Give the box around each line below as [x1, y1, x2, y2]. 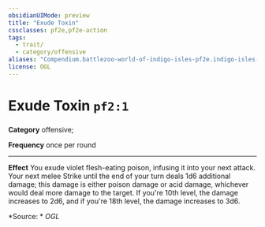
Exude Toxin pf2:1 [8, 96, 129, 114]
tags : [8, 33, 26, 42]
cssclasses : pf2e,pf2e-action [8, 26, 108, 34]
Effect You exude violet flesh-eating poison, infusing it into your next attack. [8, 162, 256, 172]
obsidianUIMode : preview [8, 11, 90, 20]
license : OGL [8, 63, 51, 71]
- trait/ [15, 41, 44, 49]
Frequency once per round [8, 140, 96, 150]
